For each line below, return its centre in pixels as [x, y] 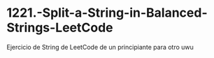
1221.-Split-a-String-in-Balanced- [107, 13]
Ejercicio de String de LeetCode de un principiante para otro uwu [100, 47]
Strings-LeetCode [60, 28]
